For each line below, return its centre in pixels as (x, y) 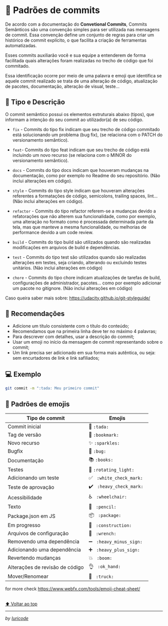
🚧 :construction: (110, 526)
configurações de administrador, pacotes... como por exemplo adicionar (87, 283)
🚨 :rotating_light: (111, 470)
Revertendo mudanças (34, 558)
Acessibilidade (25, 497)
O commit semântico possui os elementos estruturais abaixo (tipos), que (80, 114)
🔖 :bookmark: (103, 435)
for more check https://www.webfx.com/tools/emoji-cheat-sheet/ (73, 589)
